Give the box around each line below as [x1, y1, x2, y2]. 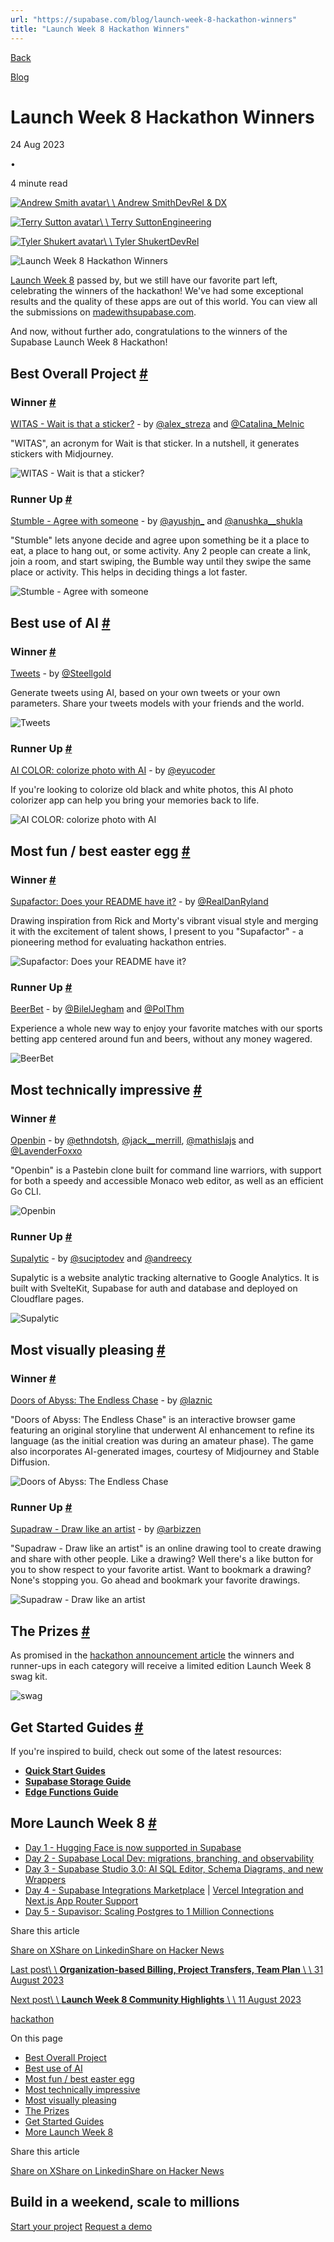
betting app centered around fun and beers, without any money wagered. [10, 1033, 313, 1045]
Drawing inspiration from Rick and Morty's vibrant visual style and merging [10, 915, 319, 927]
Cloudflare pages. [10, 1293, 85, 1305]
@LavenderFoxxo [10, 1145, 83, 1157]
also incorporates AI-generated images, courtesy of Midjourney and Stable [10, 1446, 320, 1458]
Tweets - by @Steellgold [10, 667, 112, 680]
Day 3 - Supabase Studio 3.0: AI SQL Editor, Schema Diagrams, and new [24, 1862, 324, 1875]
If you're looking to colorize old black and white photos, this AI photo [10, 784, 294, 796]
